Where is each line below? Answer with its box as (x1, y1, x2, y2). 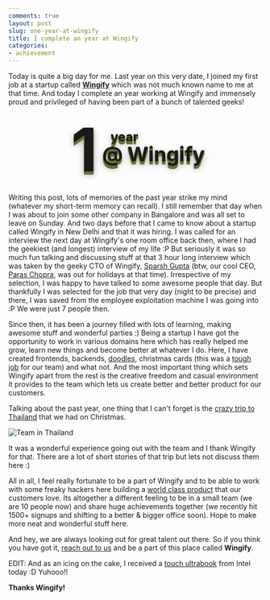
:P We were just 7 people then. (8, 304, 110, 313)
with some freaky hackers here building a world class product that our (8, 485, 242, 494)
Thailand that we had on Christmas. (8, 412, 127, 421)
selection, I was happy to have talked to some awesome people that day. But (8, 279, 263, 288)
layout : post (8, 19, 52, 27)
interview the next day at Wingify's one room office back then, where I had (8, 235, 256, 245)
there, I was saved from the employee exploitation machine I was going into (8, 296, 260, 304)
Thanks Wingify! (8, 583, 66, 592)
